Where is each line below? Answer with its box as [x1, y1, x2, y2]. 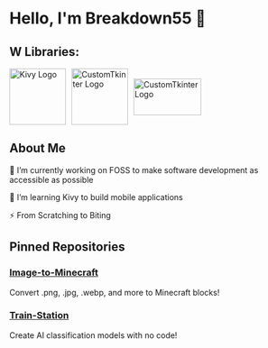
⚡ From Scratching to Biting [9, 209, 111, 220]
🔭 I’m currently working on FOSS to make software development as [9, 164, 259, 175]
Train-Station [9, 309, 69, 322]
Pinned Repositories [9, 239, 125, 255]
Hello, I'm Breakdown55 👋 [9, 8, 207, 29]
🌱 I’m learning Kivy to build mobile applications [9, 191, 183, 202]
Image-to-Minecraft [9, 266, 99, 279]
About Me [9, 141, 66, 156]
